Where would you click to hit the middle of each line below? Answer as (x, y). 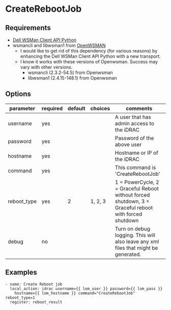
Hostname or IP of (137, 153)
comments (139, 108)
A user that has (133, 117)
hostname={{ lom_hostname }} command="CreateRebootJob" (75, 293)
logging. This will (135, 235)
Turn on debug (133, 229)
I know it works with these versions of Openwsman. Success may (89, 62)
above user (128, 145)
